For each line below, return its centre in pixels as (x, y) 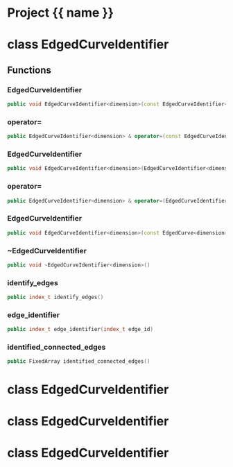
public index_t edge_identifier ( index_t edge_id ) (80, 330)
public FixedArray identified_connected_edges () (79, 362)
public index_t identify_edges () (55, 297)
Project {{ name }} (61, 13)
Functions (29, 70)
